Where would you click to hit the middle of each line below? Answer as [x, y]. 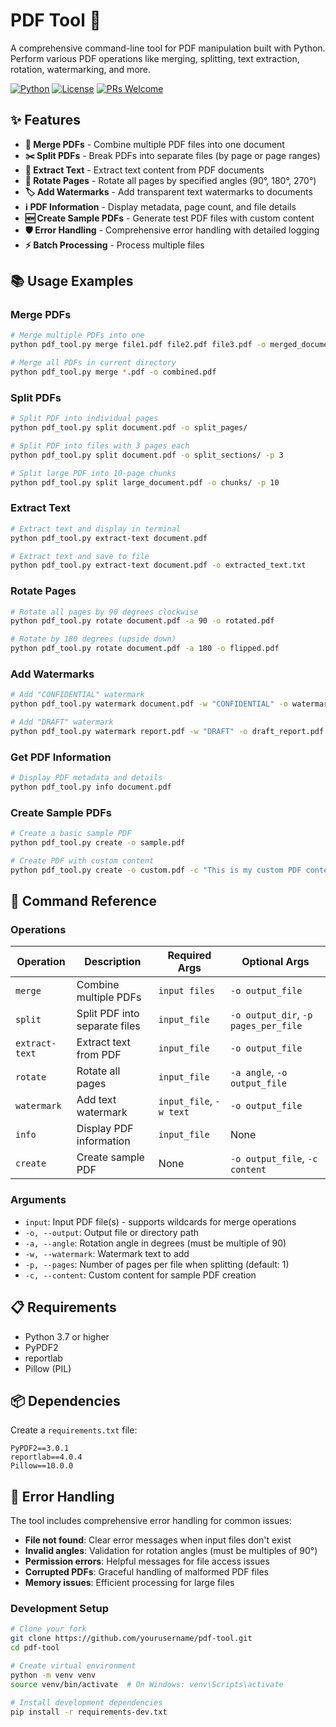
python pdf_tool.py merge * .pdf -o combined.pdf [113, 372]
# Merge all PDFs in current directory [93, 363]
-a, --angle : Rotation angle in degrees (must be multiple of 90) [155, 1243]
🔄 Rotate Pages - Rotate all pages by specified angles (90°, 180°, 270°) [170, 180]
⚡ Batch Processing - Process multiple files [114, 245]
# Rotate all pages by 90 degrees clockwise [104, 612]
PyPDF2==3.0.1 [40, 1449]
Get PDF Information [61, 757]
